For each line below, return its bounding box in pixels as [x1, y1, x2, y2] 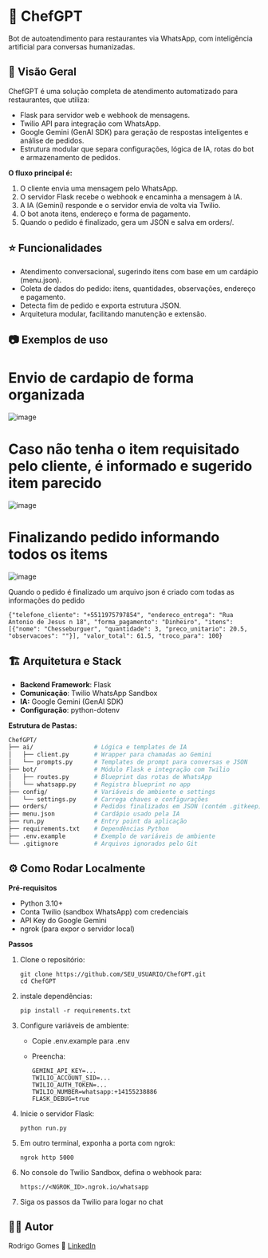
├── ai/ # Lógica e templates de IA [8, 743, 187, 752]
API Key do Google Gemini [19, 915, 107, 925]
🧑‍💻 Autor [8, 1220, 54, 1233]
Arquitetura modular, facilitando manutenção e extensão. [19, 309, 207, 318]
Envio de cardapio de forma [8, 369, 194, 387]
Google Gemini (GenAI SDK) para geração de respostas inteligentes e [19, 127, 249, 136]
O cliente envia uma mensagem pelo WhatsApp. [19, 183, 178, 193]
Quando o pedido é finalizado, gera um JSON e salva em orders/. [19, 217, 235, 226]
